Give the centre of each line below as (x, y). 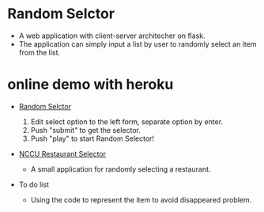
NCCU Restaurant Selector (62, 153)
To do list (34, 184)
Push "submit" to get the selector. (86, 130)
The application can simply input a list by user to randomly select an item (138, 44)
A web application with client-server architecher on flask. (112, 36)
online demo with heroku (91, 85)
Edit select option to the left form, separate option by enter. (126, 121)
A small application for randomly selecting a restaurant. (121, 169)
